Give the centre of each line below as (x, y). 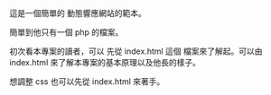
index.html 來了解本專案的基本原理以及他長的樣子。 (105, 62)
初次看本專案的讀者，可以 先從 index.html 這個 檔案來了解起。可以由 (136, 51)
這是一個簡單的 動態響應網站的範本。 (78, 13)
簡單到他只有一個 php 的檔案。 (66, 32)
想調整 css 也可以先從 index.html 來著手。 (87, 82)
